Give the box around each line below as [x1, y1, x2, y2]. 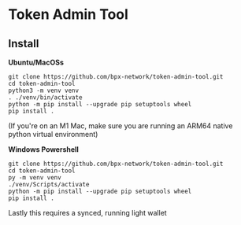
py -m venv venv [8, 174, 61, 182]
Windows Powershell [8, 145, 79, 154]
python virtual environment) [8, 130, 98, 138]
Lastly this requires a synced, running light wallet [8, 208, 167, 217]
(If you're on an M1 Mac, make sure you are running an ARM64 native [8, 121, 233, 131]
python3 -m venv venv [8, 87, 80, 94]
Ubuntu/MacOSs [8, 57, 65, 67]
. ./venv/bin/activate [8, 94, 83, 101]
